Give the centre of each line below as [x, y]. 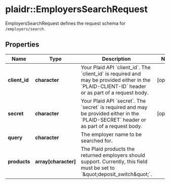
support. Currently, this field [114, 161]
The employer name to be [111, 134]
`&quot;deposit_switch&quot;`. [116, 174]
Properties [22, 45]
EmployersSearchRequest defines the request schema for [65, 23]
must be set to [98, 168]
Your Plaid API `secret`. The [113, 101]
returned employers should [113, 155]
